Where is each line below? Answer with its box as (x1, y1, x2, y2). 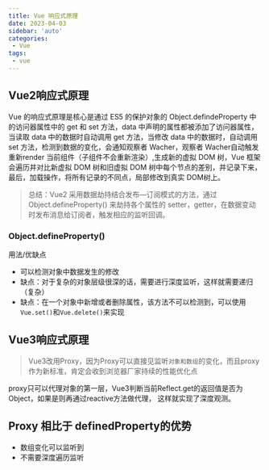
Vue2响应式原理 (8, 89, 89, 103)
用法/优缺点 (8, 250, 47, 259)
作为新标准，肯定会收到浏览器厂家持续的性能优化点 (27, 366, 198, 376)
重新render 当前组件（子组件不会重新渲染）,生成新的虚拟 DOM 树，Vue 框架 (8, 152, 261, 162)
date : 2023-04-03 (8, 19, 67, 27)
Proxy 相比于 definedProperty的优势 (8, 419, 192, 433)
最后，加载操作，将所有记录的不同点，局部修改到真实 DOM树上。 (8, 172, 226, 182)
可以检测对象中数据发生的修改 (19, 266, 119, 276)
